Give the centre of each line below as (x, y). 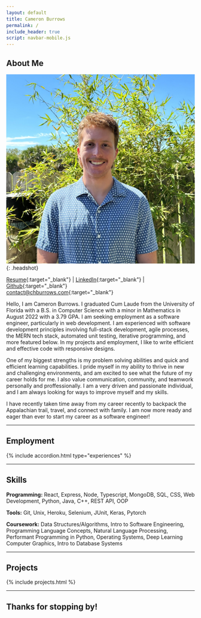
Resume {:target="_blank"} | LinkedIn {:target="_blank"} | (75, 279)
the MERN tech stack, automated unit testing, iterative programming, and (96, 336)
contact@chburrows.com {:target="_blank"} (60, 292)
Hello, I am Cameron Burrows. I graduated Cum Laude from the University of (100, 304)
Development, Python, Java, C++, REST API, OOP (67, 501)
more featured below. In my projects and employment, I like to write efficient (100, 342)
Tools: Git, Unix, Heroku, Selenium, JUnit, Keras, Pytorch (76, 512)
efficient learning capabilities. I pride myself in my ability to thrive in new (95, 366)
